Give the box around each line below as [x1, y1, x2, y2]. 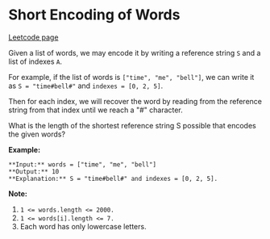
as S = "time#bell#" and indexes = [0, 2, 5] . [8, 81, 164, 90]
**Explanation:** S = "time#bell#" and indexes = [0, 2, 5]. [8, 174, 218, 182]
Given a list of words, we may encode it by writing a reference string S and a [8, 48, 261, 57]
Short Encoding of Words [8, 6, 181, 24]
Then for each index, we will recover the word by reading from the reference [8, 96, 262, 106]
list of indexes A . [8, 57, 63, 66]
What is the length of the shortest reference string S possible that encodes [8, 120, 256, 130]
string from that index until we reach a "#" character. [8, 105, 183, 115]
